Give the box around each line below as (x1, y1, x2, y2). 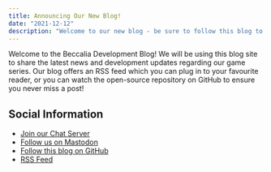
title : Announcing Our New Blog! (8, 11, 122, 20)
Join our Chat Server (19, 129, 91, 139)
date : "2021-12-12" (8, 19, 75, 28)
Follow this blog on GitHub (19, 146, 109, 156)
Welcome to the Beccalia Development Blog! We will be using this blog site (8, 49, 258, 59)
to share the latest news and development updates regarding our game (8, 58, 246, 67)
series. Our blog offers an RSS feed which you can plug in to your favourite (8, 67, 259, 76)
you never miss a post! (8, 84, 84, 93)
